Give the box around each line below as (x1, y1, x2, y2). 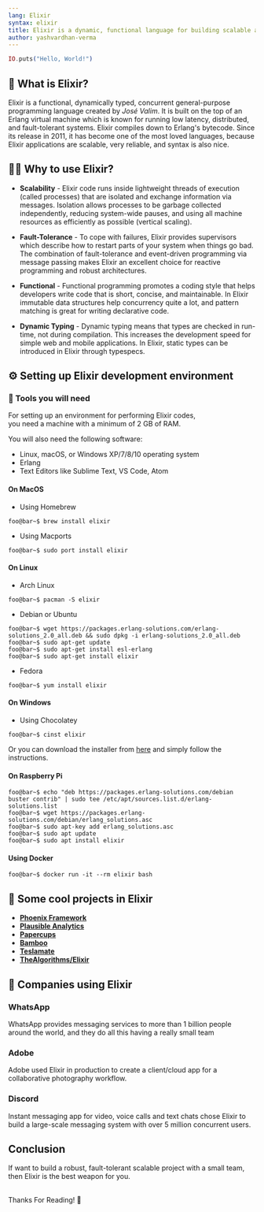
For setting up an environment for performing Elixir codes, (8, 411, 196, 420)
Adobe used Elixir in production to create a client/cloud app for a (8, 1065, 218, 1075)
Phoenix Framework (19, 913, 87, 923)
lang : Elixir (8, 11, 51, 20)
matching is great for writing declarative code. (19, 306, 170, 315)
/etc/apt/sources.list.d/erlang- (103, 795, 213, 804)
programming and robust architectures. (19, 266, 147, 275)
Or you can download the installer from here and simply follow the (8, 745, 222, 754)
